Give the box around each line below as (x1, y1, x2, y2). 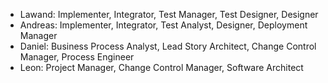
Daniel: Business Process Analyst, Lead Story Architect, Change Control (19, 40, 317, 52)
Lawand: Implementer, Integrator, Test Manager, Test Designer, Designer (19, 9, 319, 20)
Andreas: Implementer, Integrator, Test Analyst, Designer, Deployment (19, 19, 308, 31)
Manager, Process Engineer (19, 51, 135, 63)
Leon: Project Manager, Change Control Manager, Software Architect (19, 62, 304, 73)
